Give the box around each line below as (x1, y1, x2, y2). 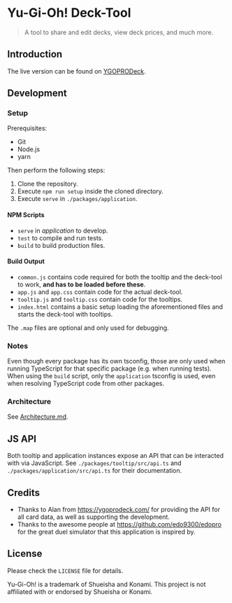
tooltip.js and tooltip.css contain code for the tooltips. (17, 295, 183, 303)
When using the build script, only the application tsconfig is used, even (7, 372, 216, 380)
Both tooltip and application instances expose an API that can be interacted (7, 452, 224, 460)
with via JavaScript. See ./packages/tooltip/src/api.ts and (7, 459, 182, 467)
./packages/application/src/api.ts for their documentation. (7, 466, 182, 475)
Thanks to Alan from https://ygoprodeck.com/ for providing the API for (17, 506, 220, 514)
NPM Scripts (7, 211, 45, 219)
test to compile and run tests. (17, 233, 103, 242)
